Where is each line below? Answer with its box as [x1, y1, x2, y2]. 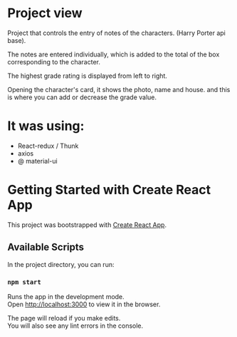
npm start [7, 278, 41, 286]
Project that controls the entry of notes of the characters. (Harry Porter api [7, 29, 226, 37]
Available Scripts [7, 241, 84, 253]
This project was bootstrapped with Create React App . [7, 220, 167, 229]
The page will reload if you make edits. [7, 313, 121, 322]
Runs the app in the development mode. [7, 292, 125, 301]
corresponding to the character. [7, 57, 101, 66]
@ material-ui [17, 156, 58, 165]
